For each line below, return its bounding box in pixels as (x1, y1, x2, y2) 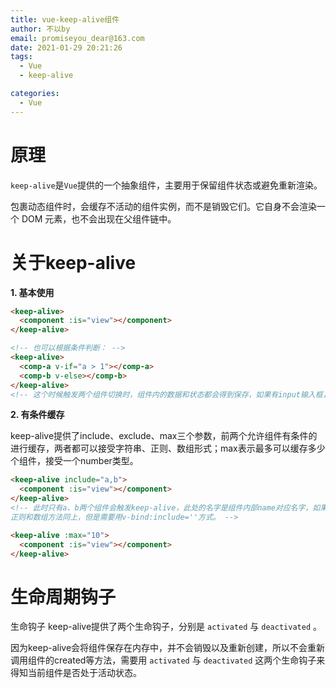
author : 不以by (10, 24, 71, 34)
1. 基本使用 (10, 286, 55, 298)
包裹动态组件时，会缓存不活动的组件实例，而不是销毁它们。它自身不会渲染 (10, 200, 317, 212)
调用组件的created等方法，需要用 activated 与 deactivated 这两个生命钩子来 (10, 654, 326, 666)
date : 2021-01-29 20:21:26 (10, 42, 123, 53)
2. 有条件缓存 (10, 409, 65, 421)
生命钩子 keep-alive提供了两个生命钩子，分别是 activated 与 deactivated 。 (10, 621, 322, 633)
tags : (10, 52, 33, 62)
